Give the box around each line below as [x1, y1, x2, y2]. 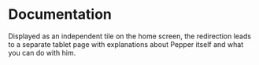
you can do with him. [8, 48, 76, 57]
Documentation [8, 5, 113, 23]
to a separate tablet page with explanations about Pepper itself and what [8, 39, 244, 49]
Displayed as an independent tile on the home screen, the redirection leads [8, 31, 252, 41]
